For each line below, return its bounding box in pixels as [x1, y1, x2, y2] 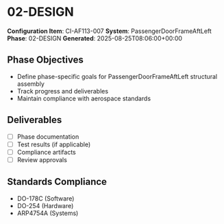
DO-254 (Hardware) [16, 201, 74, 210]
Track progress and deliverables [16, 87, 108, 95]
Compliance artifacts [16, 148, 77, 156]
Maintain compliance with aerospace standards [16, 94, 151, 102]
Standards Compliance [7, 176, 108, 188]
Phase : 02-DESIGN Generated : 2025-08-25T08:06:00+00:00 [7, 34, 183, 42]
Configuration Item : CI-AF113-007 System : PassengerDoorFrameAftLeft [7, 27, 212, 35]
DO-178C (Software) [16, 194, 75, 203]
